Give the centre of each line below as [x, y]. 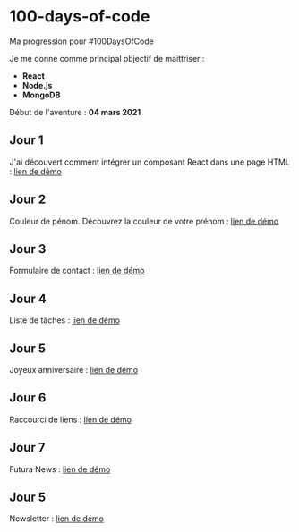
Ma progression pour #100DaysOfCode [81, 41]
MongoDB [41, 95]
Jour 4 [28, 298]
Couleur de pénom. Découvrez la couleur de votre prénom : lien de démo [144, 221]
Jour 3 [28, 249]
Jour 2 [28, 200]
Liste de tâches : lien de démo [65, 320]
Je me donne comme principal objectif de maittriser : [107, 58]
